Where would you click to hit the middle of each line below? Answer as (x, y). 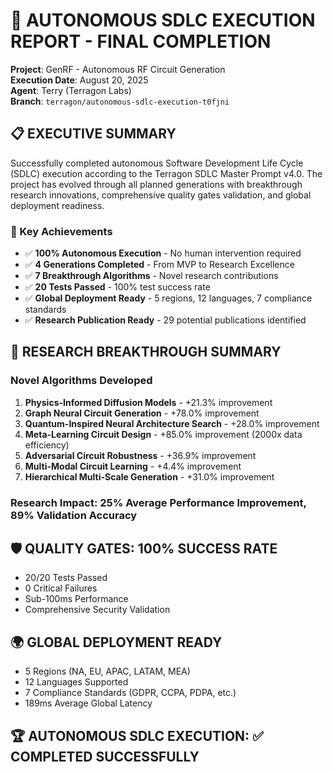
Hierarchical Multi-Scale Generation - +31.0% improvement (149, 476)
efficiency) (47, 445)
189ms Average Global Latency (88, 703)
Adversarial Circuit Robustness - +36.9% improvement (140, 455)
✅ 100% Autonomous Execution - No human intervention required (163, 253)
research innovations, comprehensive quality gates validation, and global (161, 195)
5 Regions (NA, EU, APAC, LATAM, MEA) (107, 671)
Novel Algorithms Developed (81, 381)
